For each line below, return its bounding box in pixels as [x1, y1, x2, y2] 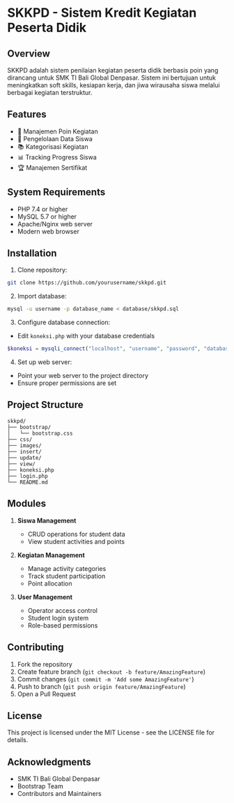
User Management [17, 593, 73, 601]
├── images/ [7, 442, 42, 449]
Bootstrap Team [17, 782, 64, 790]
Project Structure [7, 399, 84, 411]
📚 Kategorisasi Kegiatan [17, 142, 88, 151]
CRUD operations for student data [27, 530, 125, 538]
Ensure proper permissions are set [17, 379, 117, 387]
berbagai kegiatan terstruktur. [7, 89, 93, 96]
